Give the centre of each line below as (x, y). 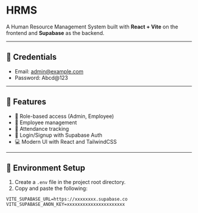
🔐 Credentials (32, 57)
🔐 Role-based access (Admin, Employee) (64, 116)
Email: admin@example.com (49, 71)
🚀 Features (26, 102)
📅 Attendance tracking (42, 128)
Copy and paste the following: (51, 188)
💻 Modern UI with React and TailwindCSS (65, 141)
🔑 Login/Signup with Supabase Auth (58, 135)
